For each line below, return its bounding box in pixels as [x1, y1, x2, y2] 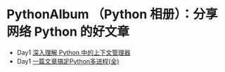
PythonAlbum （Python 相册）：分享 [6, 6, 219, 22]
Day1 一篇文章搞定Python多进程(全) [16, 57, 120, 65]
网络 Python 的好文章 [6, 24, 130, 40]
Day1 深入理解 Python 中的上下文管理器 [16, 48, 131, 57]
